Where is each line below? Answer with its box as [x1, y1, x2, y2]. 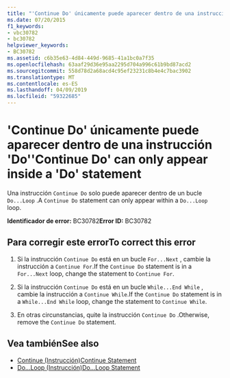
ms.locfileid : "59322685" [7, 93, 81, 100]
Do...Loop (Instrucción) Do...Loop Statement [16, 363, 140, 371]
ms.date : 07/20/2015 [7, 16, 66, 23]
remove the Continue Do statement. [16, 318, 116, 326]
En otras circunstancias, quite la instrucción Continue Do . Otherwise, [16, 310, 210, 319]
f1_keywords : [7, 23, 44, 29]
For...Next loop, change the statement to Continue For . [16, 269, 175, 278]
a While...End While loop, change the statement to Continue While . [16, 297, 207, 305]
